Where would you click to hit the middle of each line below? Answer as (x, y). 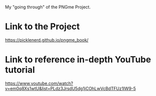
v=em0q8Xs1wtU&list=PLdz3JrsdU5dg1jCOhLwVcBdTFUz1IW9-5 (70, 88)
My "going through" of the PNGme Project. (48, 7)
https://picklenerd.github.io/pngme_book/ (47, 40)
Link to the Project (43, 27)
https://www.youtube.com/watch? (39, 83)
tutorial (20, 70)
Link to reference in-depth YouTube (78, 60)
